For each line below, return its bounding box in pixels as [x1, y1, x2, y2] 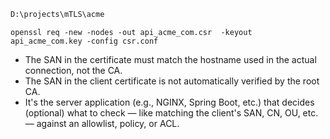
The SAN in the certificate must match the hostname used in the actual [24, 53, 317, 65]
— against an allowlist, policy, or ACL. [24, 117, 180, 129]
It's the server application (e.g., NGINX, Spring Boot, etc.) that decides [24, 96, 315, 108]
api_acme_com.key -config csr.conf [10, 36, 159, 46]
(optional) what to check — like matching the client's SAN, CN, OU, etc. [24, 106, 319, 119]
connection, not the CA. [24, 64, 123, 76]
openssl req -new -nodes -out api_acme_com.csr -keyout [10, 27, 253, 37]
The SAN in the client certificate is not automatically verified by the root [24, 75, 320, 87]
